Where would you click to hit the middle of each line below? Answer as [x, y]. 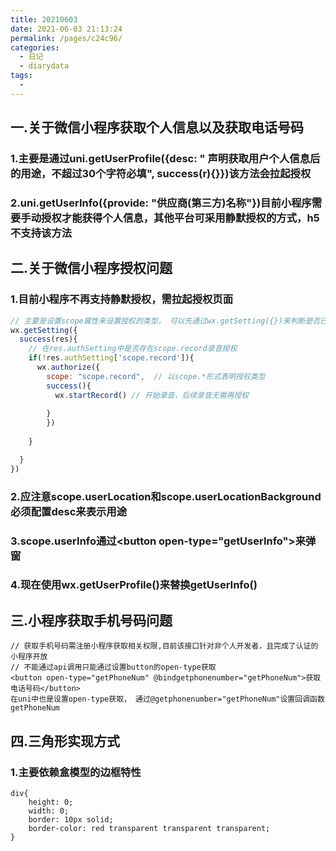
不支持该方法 [41, 233]
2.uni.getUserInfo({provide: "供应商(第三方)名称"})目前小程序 [161, 203]
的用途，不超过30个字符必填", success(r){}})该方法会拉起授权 [161, 174]
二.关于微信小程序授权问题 [91, 268]
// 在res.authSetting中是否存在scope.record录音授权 [133, 349]
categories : [35, 47]
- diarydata [44, 66]
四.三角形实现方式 [65, 741]
